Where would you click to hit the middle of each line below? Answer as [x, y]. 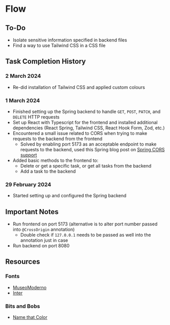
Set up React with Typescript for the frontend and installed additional [85, 122]
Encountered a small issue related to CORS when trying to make [80, 133]
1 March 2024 [23, 100]
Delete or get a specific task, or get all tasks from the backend [86, 166]
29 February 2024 [28, 184]
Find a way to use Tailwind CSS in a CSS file [59, 45]
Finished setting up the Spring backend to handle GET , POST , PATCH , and [87, 111]
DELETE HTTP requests [36, 117]
